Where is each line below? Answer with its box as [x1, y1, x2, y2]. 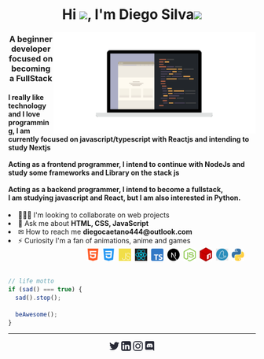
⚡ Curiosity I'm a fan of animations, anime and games [18, 236, 191, 246]
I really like [8, 92, 45, 102]
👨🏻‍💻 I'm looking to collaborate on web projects [18, 210, 170, 220]
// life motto [8, 277, 55, 285]
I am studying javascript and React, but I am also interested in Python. [8, 193, 241, 202]
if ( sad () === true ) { [8, 286, 82, 294]
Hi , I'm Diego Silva [61, 6, 195, 24]
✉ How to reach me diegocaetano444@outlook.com [18, 227, 192, 237]
